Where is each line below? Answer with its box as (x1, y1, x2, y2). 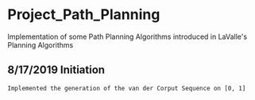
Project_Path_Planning (7, 6, 160, 24)
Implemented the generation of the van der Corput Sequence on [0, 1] (7, 84, 246, 92)
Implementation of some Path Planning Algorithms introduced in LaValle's (7, 32, 248, 41)
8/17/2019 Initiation (7, 63, 105, 77)
